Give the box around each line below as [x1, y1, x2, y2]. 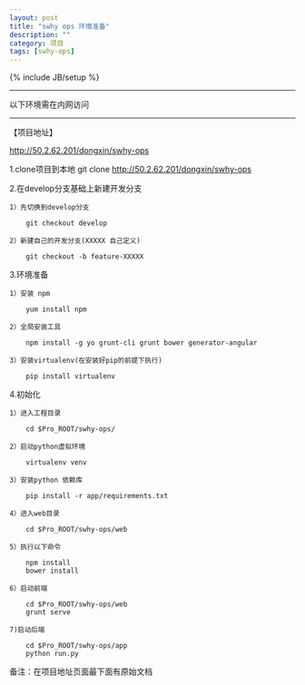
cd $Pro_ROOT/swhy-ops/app [25, 641, 128, 651]
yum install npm [25, 305, 88, 314]
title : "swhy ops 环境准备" [9, 22, 111, 31]
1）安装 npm [9, 289, 51, 298]
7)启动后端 [9, 625, 45, 635]
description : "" [9, 30, 71, 39]
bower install [25, 566, 79, 576]
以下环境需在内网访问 [9, 99, 89, 110]
